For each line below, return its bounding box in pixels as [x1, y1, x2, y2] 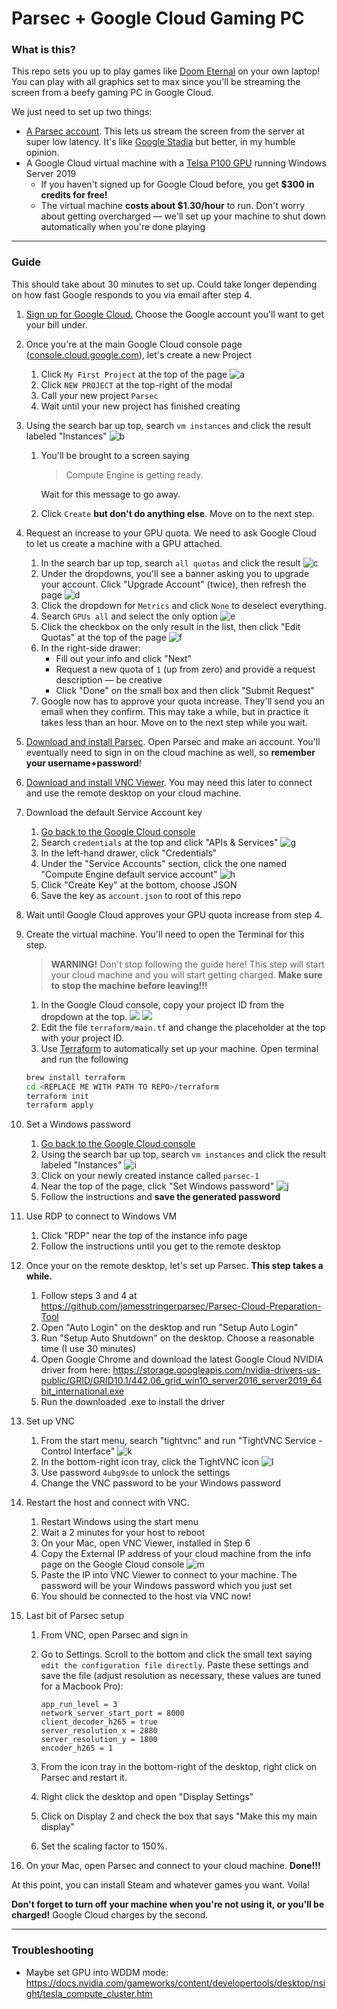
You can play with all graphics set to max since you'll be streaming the [11, 76, 301, 88]
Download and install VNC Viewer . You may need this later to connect [25, 776, 313, 788]
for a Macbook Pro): [40, 1680, 124, 1692]
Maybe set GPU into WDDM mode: [25, 1966, 169, 1978]
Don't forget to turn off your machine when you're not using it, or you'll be [11, 1898, 325, 1911]
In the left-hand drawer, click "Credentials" [40, 847, 218, 859]
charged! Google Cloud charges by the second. [11, 1909, 209, 1921]
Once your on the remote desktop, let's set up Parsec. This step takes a [25, 1260, 324, 1272]
